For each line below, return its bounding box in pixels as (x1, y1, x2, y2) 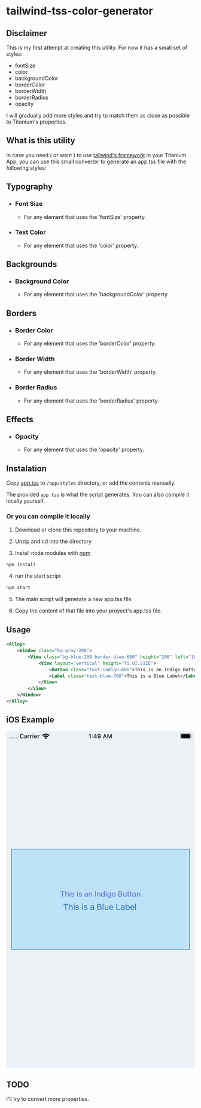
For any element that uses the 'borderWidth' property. (23, 368, 157, 376)
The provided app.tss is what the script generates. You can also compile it (6, 491, 190, 499)
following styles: (6, 164, 47, 172)
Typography (6, 182, 53, 192)
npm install (6, 561, 36, 567)
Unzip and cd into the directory (14, 538, 92, 545)
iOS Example (6, 715, 55, 725)
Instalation (6, 463, 47, 473)
